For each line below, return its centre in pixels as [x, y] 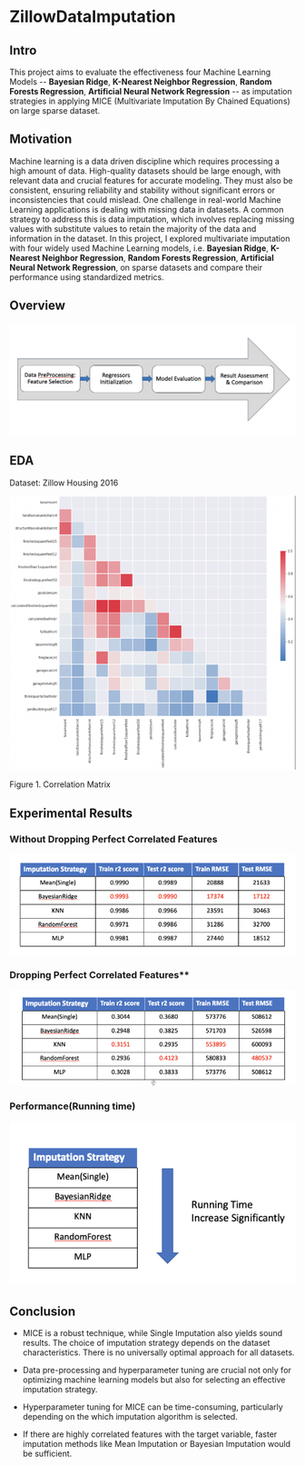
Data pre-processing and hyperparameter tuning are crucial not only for [157, 1371]
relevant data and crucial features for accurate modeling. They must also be [151, 180]
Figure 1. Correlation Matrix [60, 784]
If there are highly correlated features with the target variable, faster [150, 1434]
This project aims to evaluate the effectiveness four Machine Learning [140, 72]
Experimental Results [71, 813]
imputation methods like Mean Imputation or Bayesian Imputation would [157, 1444]
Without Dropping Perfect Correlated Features [113, 839]
